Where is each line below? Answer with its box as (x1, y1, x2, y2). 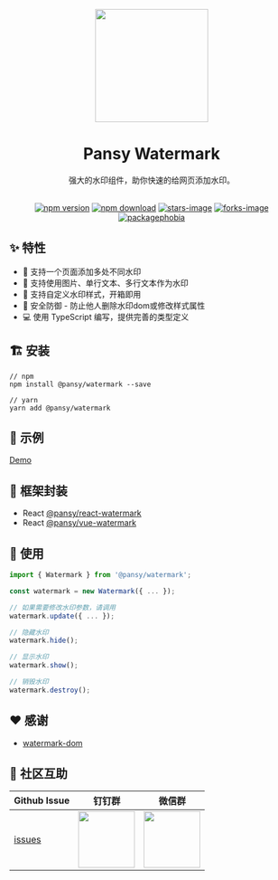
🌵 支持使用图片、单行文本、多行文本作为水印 (22, 277, 189, 289)
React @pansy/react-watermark (22, 507, 142, 519)
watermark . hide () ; (9, 636, 79, 646)
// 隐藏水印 (9, 628, 50, 637)
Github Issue (14, 794, 70, 807)
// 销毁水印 (9, 677, 50, 686)
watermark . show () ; (9, 661, 79, 670)
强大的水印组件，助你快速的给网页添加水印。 (69, 175, 235, 185)
